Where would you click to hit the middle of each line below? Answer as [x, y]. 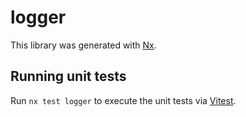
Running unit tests [68, 76]
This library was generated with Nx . [83, 45]
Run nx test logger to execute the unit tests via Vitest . [123, 100]
